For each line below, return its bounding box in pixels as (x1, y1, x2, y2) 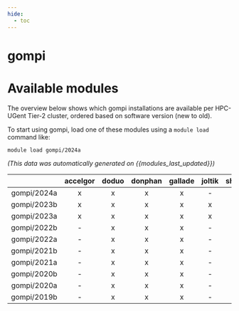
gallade (169, 176, 195, 186)
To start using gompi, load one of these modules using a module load (7, 125, 210, 134)
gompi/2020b (11, 268, 58, 278)
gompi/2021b (11, 246, 58, 255)
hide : (7, 10, 23, 18)
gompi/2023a (11, 211, 58, 221)
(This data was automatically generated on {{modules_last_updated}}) (7, 159, 216, 167)
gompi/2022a (11, 234, 58, 244)
